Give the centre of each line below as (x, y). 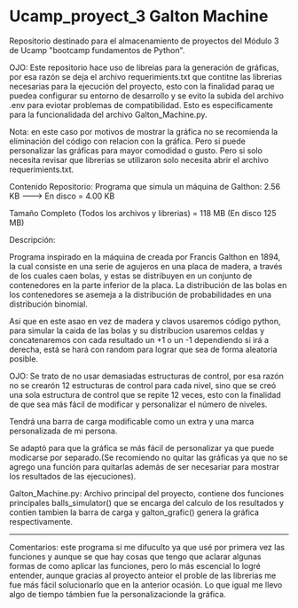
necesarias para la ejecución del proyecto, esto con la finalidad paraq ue (142, 86)
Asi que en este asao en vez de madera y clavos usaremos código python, (145, 321)
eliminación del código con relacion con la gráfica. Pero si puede (128, 141)
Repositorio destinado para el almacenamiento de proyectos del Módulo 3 (144, 41)
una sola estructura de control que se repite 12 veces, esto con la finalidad (145, 394)
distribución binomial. (49, 304)
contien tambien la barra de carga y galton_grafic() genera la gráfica (134, 512)
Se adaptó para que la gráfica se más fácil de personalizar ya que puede (142, 448)
